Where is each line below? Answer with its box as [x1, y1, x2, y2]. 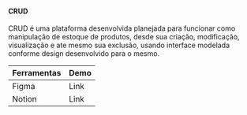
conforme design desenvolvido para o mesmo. [8, 49, 160, 58]
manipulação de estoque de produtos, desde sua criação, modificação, [8, 32, 240, 42]
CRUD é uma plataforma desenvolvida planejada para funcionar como [8, 24, 236, 33]
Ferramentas [12, 68, 62, 79]
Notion [12, 94, 37, 105]
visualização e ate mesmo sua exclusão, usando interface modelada [8, 40, 230, 50]
